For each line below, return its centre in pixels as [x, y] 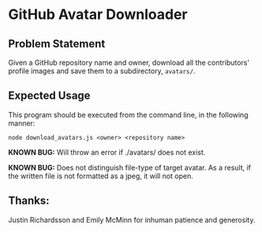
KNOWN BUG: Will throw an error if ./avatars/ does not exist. [107, 152]
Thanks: [29, 201]
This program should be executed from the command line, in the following [128, 114]
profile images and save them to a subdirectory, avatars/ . [102, 71]
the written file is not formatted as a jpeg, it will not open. [101, 176]
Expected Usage [49, 96]
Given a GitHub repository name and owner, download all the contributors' [129, 62]
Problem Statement [57, 44]
